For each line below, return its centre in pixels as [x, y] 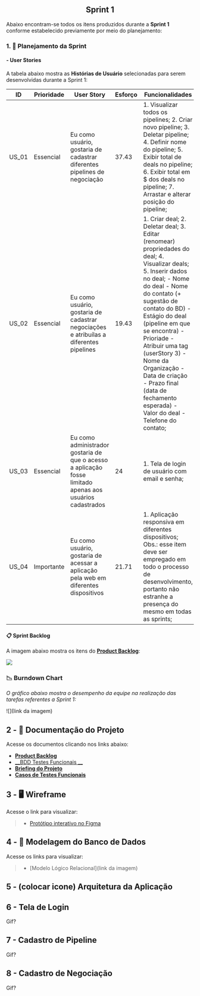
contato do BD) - [167, 308]
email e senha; [163, 478]
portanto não [161, 589]
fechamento [160, 398]
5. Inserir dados [165, 271]
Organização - [164, 368]
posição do [159, 201]
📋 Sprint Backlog [28, 635]
